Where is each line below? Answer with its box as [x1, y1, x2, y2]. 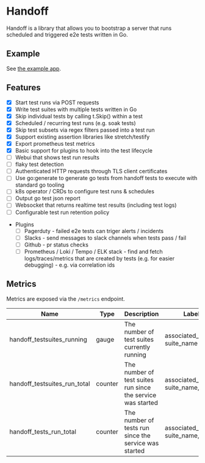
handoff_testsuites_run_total [9, 379, 90, 388]
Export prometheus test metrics [15, 140, 95, 147]
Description [124, 309, 159, 318]
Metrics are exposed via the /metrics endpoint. [6, 295, 125, 303]
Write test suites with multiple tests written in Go [15, 106, 137, 113]
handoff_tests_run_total [9, 427, 76, 436]
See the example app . [6, 65, 61, 72]
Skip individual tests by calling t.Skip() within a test [15, 112, 143, 120]
